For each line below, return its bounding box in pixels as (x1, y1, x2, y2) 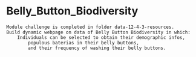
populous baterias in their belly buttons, (28, 40, 139, 46)
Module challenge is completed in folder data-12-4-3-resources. (6, 24, 174, 30)
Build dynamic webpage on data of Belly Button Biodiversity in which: (6, 29, 191, 35)
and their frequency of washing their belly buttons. (28, 45, 166, 51)
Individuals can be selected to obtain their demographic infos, (17, 34, 186, 40)
